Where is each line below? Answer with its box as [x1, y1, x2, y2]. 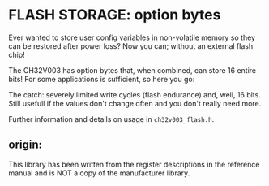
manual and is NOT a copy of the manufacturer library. [8, 168, 190, 178]
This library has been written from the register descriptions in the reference [8, 159, 260, 169]
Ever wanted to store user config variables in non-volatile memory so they [8, 32, 256, 42]
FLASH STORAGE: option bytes [8, 6, 221, 24]
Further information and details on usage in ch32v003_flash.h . [8, 114, 215, 123]
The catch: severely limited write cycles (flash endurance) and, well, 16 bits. [8, 89, 261, 99]
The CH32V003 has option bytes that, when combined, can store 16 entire [8, 65, 257, 75]
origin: [8, 138, 43, 152]
